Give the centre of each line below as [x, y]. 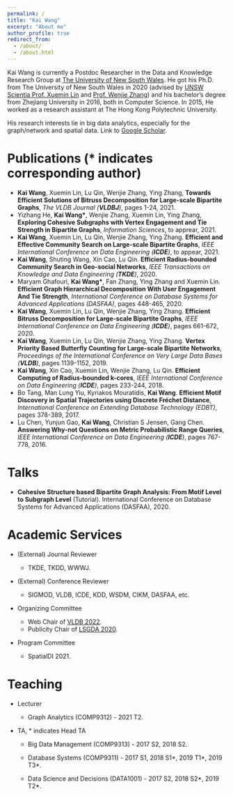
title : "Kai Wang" [34, 20]
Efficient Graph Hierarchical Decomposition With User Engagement [116, 289]
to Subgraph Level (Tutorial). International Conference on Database [114, 499]
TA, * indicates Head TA [51, 730]
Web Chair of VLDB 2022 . [65, 622]
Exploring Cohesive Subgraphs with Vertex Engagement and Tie [112, 222]
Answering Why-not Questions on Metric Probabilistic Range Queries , [121, 429]
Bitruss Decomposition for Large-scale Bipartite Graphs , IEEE [107, 319]
